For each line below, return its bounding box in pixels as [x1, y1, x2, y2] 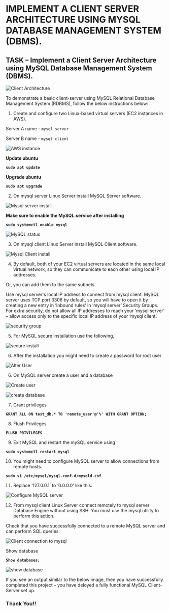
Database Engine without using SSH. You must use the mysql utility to [13, 508, 159, 513]
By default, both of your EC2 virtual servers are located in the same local [13, 261, 165, 267]
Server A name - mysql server [6, 126, 69, 131]
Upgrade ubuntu [6, 174, 41, 180]
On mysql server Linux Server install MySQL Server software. [13, 193, 142, 199]
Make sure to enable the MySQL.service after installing [6, 212, 124, 218]
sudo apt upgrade [6, 184, 43, 189]
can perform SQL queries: [6, 528, 60, 534]
